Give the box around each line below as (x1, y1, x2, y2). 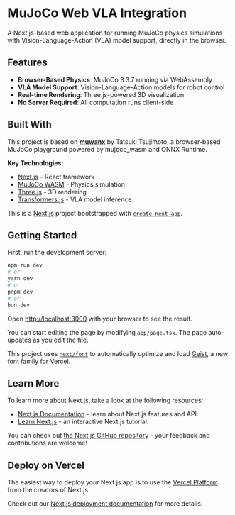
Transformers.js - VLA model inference (17, 195, 132, 204)
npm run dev (7, 262, 43, 269)
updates (7, 336, 32, 344)
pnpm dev (7, 288, 33, 295)
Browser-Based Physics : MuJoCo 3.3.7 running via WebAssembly (17, 75, 213, 84)
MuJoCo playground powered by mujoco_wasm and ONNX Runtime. (7, 145, 207, 153)
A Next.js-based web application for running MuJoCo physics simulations (7, 28, 223, 37)
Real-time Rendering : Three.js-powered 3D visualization (17, 90, 185, 99)
